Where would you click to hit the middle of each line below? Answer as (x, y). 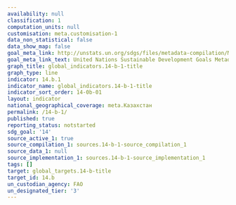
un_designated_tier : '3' (44, 191)
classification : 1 (34, 20)
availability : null (36, 14)
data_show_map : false (39, 46)
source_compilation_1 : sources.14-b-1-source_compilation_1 (97, 145)
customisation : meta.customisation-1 (63, 33)
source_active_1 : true (40, 138)
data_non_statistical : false (50, 40)
